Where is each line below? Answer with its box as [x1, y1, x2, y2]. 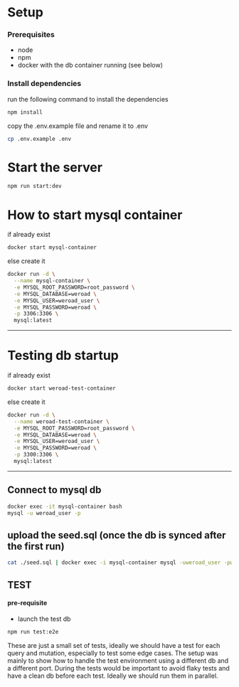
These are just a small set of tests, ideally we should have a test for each [7, 641, 221, 649]
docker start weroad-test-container [7, 385, 116, 392]
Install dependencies [7, 79, 82, 89]
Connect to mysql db [7, 484, 102, 496]
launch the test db [17, 614, 71, 623]
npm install [7, 108, 43, 116]
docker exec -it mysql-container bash [7, 503, 122, 510]
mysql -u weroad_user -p [7, 509, 81, 516]
